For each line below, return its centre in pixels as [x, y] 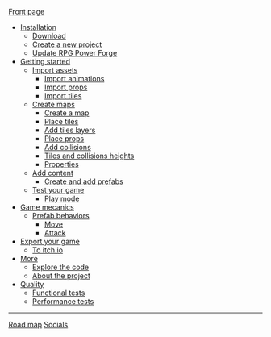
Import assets [55, 70]
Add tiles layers [70, 130]
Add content [53, 173]
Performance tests [63, 301]
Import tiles [63, 96]
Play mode [62, 198]
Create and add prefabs [83, 181]
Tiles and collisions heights [89, 156]
